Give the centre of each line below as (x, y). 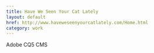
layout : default (26, 17)
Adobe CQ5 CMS (27, 45)
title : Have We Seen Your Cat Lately (52, 11)
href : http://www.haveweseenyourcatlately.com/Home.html (77, 22)
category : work (25, 28)
